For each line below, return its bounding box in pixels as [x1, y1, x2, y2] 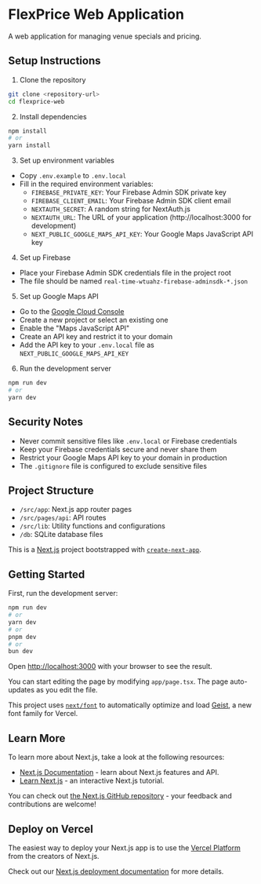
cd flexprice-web [8, 97, 65, 105]
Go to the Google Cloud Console [19, 307, 125, 316]
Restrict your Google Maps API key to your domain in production [19, 453, 227, 462]
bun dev [8, 648, 34, 656]
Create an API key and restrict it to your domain [19, 332, 173, 342]
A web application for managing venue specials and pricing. [8, 31, 202, 41]
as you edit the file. [36, 685, 98, 695]
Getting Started [8, 568, 85, 581]
